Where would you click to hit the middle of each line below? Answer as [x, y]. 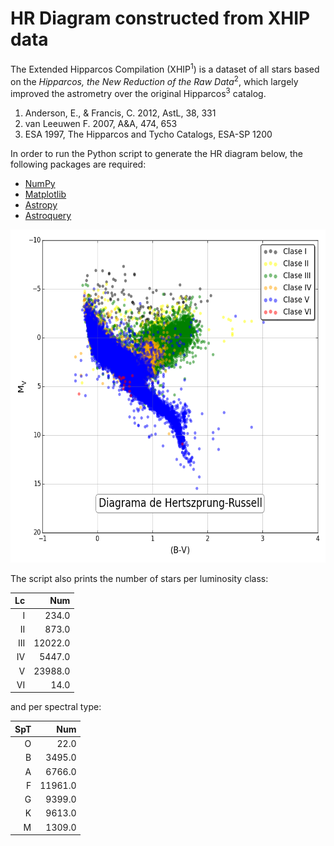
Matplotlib [45, 194]
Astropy [41, 204]
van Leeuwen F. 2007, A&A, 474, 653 [101, 123]
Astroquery [48, 215]
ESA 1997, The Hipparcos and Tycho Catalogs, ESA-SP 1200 [148, 134]
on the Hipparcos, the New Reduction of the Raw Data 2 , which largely [154, 80]
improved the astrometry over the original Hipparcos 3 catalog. [138, 92]
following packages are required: [78, 164]
